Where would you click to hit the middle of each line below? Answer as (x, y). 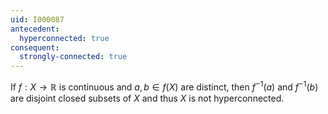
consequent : (35, 47)
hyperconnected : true (64, 38)
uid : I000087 (37, 19)
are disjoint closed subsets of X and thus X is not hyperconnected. (147, 98)
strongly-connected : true (73, 57)
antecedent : (35, 29)
